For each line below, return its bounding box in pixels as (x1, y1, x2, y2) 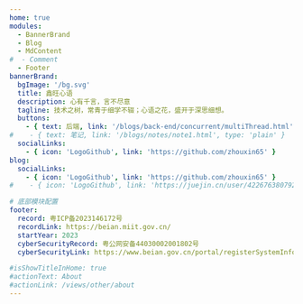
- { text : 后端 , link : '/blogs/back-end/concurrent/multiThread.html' (25, 123, 294, 132)
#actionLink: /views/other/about (9, 281, 135, 290)
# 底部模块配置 (9, 198, 59, 207)
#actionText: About (9, 272, 83, 281)
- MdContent (17, 47, 63, 56)
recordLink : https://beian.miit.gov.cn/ (17, 222, 171, 231)
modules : (9, 22, 42, 31)
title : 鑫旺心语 (17, 88, 74, 97)
